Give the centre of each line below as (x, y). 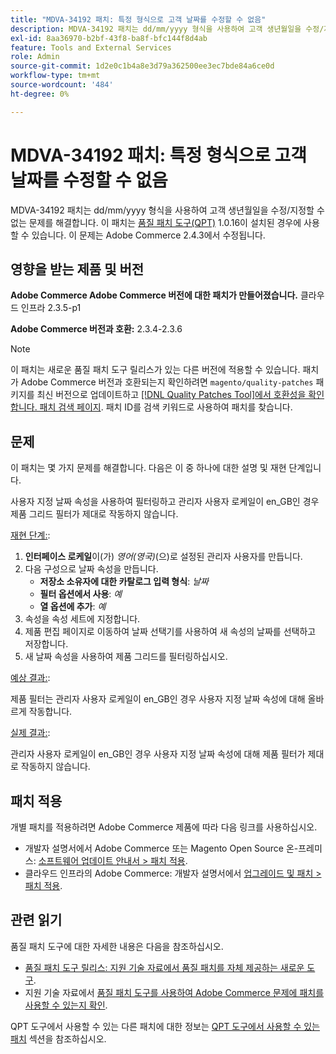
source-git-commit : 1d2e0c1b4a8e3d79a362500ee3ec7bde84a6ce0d (142, 66)
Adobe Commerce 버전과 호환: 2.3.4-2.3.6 (96, 329)
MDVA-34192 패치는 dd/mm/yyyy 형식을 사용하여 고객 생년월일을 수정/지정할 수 (167, 210)
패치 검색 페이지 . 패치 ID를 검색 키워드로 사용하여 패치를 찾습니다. (166, 407)
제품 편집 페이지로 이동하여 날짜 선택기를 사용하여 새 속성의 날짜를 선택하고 (170, 632)
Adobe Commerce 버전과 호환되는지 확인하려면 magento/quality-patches (167, 382)
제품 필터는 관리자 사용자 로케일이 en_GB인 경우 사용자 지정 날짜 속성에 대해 (158, 699)
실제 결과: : (30, 733)
